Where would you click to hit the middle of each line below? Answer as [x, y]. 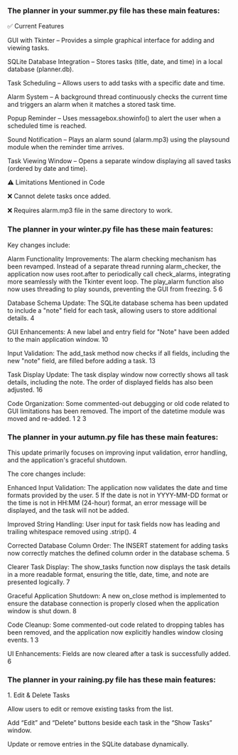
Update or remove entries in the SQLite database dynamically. [98, 744]
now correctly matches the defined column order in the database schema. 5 [118, 553]
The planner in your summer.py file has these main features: [114, 11]
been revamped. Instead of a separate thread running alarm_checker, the [114, 266]
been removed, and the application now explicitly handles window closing [115, 632]
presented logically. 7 [39, 582]
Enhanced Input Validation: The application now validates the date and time [118, 487]
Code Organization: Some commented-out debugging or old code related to [118, 403]
